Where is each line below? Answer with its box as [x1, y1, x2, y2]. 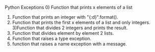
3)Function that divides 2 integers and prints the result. [12, 25, 128, 31]
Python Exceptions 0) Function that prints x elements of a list [5, 5, 133, 10]
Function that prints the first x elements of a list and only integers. [12, 20, 151, 25]
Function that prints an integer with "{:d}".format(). [12, 14, 118, 20]
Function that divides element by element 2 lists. [12, 30, 114, 36]
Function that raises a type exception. [12, 35, 92, 41]
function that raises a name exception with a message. [12, 41, 127, 47]
